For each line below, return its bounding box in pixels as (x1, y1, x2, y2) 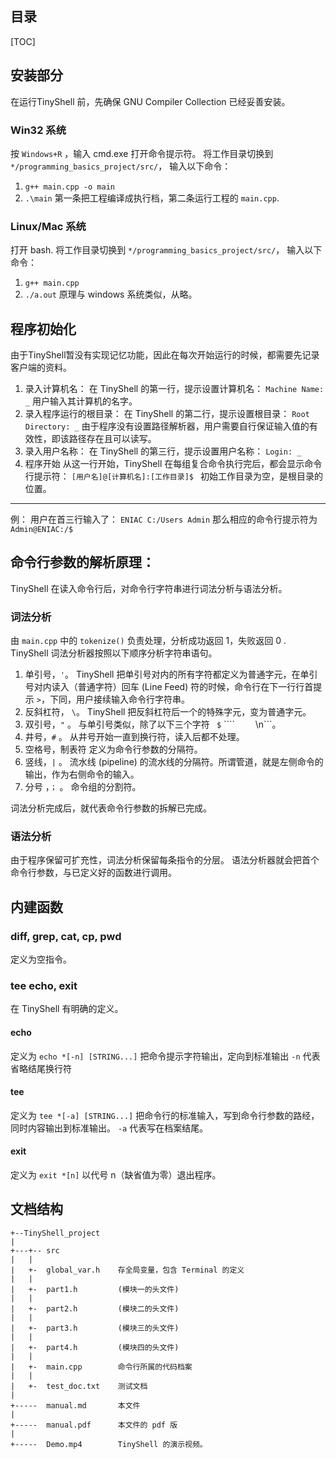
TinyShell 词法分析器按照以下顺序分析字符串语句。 (10, 647, 218, 659)
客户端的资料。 (10, 362, 72, 374)
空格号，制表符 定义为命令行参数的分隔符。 (24, 743, 203, 756)
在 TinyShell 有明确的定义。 (10, 1003, 124, 1015)
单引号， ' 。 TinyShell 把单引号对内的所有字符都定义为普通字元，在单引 (24, 668, 318, 681)
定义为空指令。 (10, 953, 72, 966)
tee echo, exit (10, 979, 78, 993)
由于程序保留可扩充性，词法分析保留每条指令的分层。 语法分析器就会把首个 (10, 854, 320, 866)
